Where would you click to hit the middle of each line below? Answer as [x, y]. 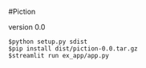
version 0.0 [27, 27]
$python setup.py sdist [48, 42]
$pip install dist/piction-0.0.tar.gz [73, 49]
